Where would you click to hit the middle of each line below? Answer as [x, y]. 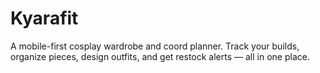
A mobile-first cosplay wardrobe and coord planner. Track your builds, [155, 46]
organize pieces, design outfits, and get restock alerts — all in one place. [160, 56]
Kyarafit [44, 18]
